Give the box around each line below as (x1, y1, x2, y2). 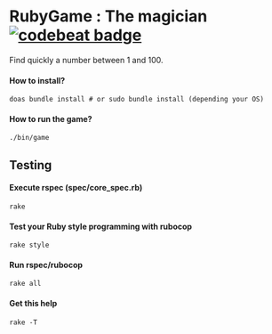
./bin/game (9, 134, 50, 143)
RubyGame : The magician (9, 6, 208, 27)
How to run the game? (9, 113, 92, 124)
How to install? (9, 75, 66, 86)
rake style (9, 240, 50, 250)
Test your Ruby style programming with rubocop (9, 221, 193, 232)
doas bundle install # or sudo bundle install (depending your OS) (9, 95, 265, 104)
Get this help (9, 297, 58, 308)
